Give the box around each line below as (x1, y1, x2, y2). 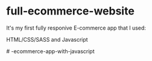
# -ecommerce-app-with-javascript (6, 47, 95, 55)
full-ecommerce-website (6, 4, 135, 18)
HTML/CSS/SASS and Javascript (6, 36, 89, 43)
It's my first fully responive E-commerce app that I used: (6, 24, 147, 31)
